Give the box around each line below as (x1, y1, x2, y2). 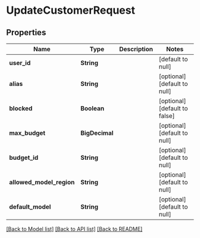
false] (158, 112, 175, 120)
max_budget (9, 129, 46, 137)
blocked (9, 104, 33, 112)
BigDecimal (80, 129, 114, 137)
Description (118, 45, 154, 53)
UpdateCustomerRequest (6, 4, 136, 17)
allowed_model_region (9, 178, 75, 186)
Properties (6, 27, 46, 38)
